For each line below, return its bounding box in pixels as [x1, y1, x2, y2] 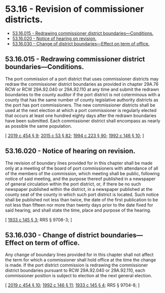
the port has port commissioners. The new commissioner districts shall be [5, 102, 156, 108]
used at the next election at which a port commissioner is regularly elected [5, 107, 157, 113]
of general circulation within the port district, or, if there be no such [5, 181, 141, 187]
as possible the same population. [5, 123, 72, 129]
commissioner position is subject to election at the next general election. [5, 273, 152, 279]
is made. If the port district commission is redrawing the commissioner [5, 262, 148, 268]
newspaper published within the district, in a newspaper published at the [5, 186, 153, 192]
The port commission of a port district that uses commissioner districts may [5, 75, 159, 82]
